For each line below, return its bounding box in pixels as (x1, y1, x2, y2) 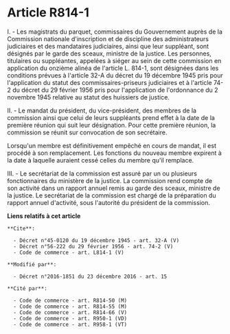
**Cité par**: (7, 285, 48, 292)
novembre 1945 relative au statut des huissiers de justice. (7, 93, 170, 101)
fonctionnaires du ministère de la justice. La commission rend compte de (7, 176, 213, 184)
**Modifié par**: (7, 261, 57, 268)
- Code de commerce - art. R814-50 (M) (13, 297, 128, 304)
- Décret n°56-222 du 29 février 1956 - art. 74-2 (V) (13, 243, 174, 250)
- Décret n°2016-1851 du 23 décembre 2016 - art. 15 (13, 273, 168, 280)
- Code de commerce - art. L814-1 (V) (13, 249, 125, 256)
